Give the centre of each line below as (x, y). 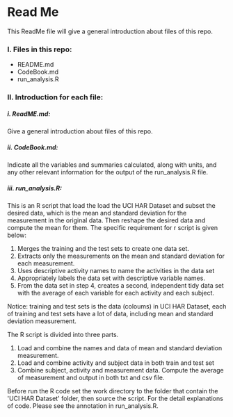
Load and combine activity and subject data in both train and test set (115, 363)
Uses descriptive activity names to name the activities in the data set (116, 271)
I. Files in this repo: (40, 49)
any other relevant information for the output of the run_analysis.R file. (108, 172)
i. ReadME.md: (29, 114)
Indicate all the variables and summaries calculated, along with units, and (112, 165)
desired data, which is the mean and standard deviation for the (97, 213)
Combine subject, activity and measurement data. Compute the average (120, 370)
